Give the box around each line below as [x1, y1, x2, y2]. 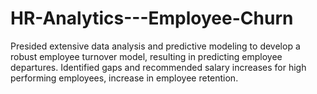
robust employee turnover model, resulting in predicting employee [10, 50, 283, 62]
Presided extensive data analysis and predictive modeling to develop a [10, 40, 301, 52]
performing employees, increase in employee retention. [10, 72, 239, 84]
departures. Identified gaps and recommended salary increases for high [10, 61, 307, 73]
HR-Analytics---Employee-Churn [10, 7, 294, 30]
